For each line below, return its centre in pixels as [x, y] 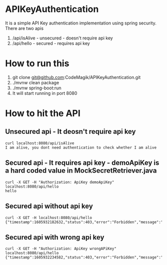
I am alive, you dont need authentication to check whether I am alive [81, 147]
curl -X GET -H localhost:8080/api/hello [49, 218]
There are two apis [24, 28]
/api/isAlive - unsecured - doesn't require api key [63, 38]
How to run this [37, 64]
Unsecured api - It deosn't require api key [71, 132]
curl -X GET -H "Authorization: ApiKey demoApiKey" [60, 182]
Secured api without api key [49, 206]
